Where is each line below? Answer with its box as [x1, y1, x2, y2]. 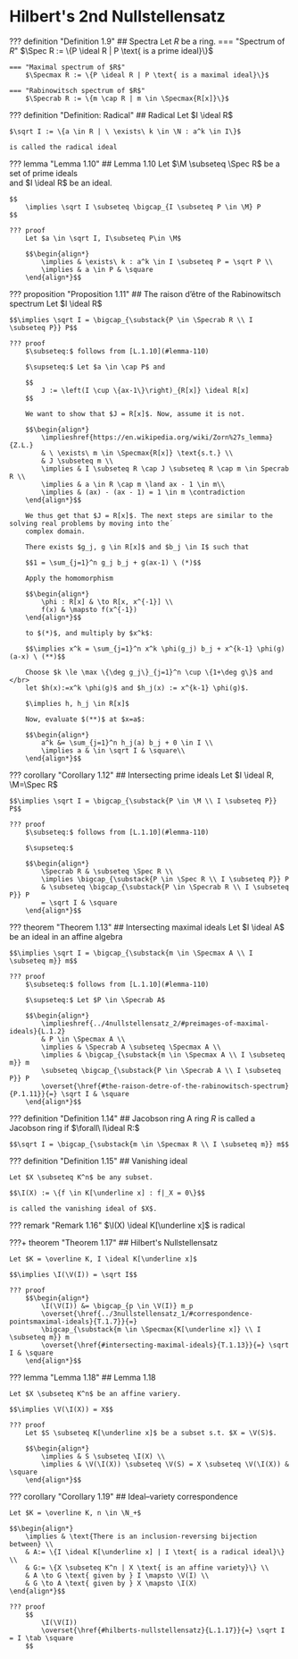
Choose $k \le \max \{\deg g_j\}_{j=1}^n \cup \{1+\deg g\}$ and [25, 668, 274, 676]
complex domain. [25, 526, 87, 536]
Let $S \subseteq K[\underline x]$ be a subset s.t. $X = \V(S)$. [25, 1428, 277, 1437]
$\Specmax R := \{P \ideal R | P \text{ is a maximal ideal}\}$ [25, 70, 269, 80]
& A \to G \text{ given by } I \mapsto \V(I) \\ [25, 1570, 210, 1580]
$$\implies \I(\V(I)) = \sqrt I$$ [9, 1270, 138, 1279]
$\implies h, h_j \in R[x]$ [25, 699, 129, 708]
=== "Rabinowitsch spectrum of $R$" [9, 86, 145, 95]
